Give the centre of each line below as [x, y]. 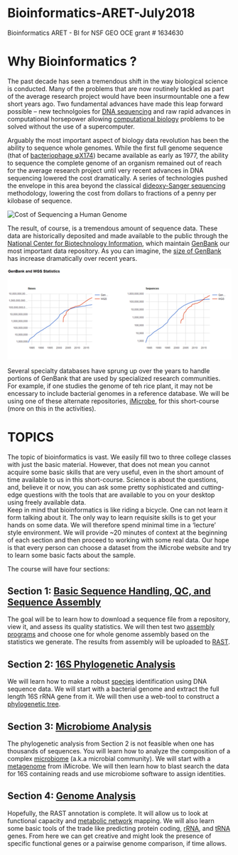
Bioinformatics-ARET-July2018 [101, 13]
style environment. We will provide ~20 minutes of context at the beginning [117, 532]
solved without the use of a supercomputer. [71, 127]
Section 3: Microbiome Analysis [80, 726]
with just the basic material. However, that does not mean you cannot [109, 464]
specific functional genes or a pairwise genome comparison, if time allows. [117, 843]
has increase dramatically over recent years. [72, 258]
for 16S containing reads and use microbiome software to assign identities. [117, 774]
